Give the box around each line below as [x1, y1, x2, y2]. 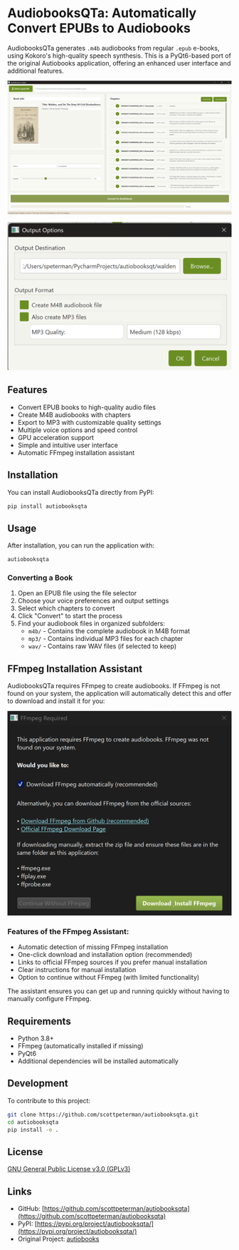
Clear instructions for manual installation [17, 965, 137, 974]
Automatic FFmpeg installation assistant [17, 448, 135, 457]
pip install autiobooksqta [7, 503, 87, 510]
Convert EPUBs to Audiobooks [7, 20, 191, 36]
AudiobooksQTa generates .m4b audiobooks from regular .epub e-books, [7, 43, 220, 52]
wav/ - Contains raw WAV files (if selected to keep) [28, 642, 177, 650]
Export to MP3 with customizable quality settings [17, 418, 161, 426]
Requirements [7, 1015, 71, 1028]
